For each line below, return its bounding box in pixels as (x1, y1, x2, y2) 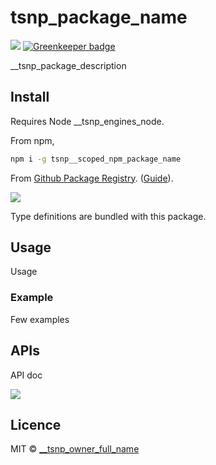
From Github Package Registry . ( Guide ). (10, 172, 174, 184)
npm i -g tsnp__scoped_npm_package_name (10, 154, 182, 164)
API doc (10, 369, 43, 381)
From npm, (10, 134, 55, 146)
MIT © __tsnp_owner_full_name (10, 443, 140, 455)
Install (10, 89, 50, 106)
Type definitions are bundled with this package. (10, 210, 207, 222)
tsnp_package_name (10, 6, 188, 29)
